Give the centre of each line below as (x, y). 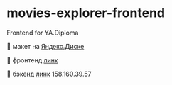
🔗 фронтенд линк (32, 60)
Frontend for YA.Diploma (43, 33)
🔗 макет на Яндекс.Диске (45, 46)
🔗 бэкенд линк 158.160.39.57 (49, 74)
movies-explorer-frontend (86, 13)
